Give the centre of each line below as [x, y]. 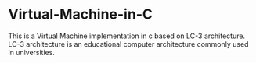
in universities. [31, 52]
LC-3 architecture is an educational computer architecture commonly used [128, 44]
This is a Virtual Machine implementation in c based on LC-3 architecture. [126, 36]
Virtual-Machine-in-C [80, 14]
